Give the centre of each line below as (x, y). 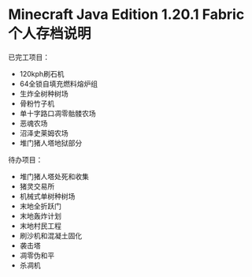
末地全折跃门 (40, 206)
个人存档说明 (50, 34)
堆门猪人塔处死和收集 (54, 176)
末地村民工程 (40, 226)
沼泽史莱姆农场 (44, 133)
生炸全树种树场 (44, 93)
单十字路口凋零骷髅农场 (57, 113)
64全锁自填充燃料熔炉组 (59, 84)
